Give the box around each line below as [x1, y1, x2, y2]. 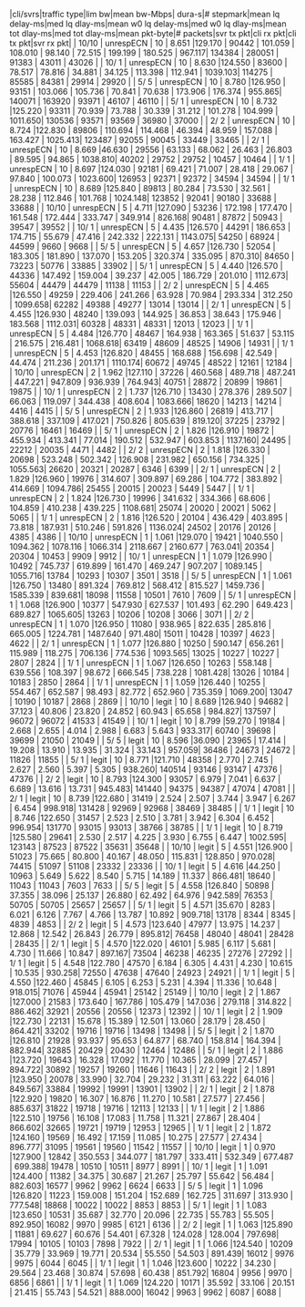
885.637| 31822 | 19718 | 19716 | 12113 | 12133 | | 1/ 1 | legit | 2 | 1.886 [9, 1103, 266, 1114]
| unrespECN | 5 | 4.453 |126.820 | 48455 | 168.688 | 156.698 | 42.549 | [9, 347, 278, 358]
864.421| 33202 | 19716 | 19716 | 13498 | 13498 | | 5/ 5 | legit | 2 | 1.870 [9, 1025, 275, 1036]
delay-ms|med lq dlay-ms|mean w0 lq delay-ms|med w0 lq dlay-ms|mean [9, 18, 287, 29]
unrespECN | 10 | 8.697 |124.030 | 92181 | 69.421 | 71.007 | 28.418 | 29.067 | [9, 164, 294, 174]
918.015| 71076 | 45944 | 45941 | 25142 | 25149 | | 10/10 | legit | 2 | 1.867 [9, 987, 280, 997]
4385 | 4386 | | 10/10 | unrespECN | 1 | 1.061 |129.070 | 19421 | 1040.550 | [9, 531, 284, 542]
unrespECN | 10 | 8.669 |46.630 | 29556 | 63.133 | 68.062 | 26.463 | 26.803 [9, 144, 293, 155]
